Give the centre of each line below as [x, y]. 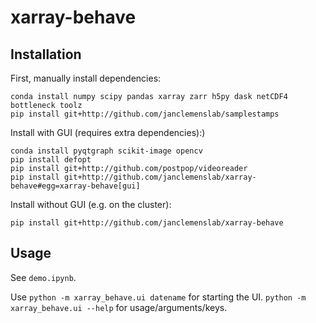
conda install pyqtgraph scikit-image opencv [106, 151]
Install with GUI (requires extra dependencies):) [108, 132]
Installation [46, 54]
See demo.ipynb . [43, 277]
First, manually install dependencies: [86, 78]
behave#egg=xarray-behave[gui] [75, 186]
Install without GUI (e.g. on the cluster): [91, 204]
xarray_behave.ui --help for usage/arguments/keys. [119, 307]
